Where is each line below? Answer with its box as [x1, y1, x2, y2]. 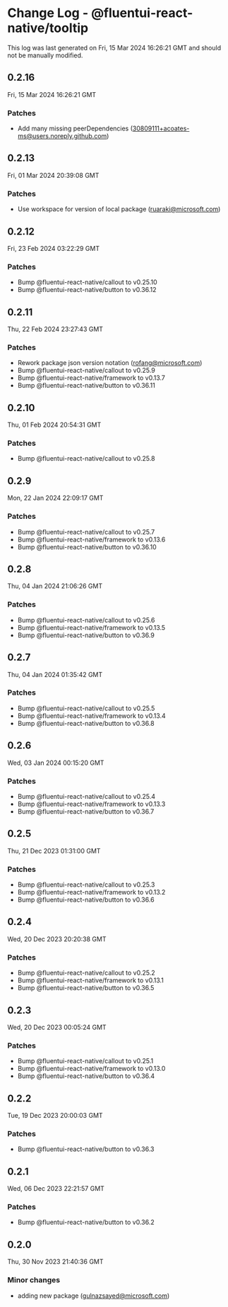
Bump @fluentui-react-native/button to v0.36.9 [17, 631, 155, 639]
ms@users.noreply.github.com [17, 132, 107, 140]
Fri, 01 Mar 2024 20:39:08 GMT [7, 171, 100, 179]
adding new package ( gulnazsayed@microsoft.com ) [17, 1291, 170, 1300]
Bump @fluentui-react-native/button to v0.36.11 [17, 381, 155, 390]
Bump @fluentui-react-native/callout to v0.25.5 [17, 704, 155, 712]
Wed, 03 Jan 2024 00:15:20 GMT [7, 758, 104, 767]
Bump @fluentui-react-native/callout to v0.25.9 [17, 366, 155, 375]
